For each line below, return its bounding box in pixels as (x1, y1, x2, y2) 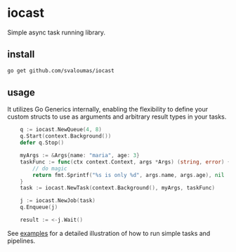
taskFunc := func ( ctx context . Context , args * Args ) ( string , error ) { (20, 158, 231, 166)
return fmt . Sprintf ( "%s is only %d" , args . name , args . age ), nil (32, 171, 225, 178)
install (7, 48, 35, 60)
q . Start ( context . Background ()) (20, 133, 112, 140)
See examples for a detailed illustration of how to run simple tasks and (7, 229, 211, 237)
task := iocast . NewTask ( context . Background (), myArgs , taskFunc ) (20, 185, 216, 192)
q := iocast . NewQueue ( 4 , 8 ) (20, 126, 102, 133)
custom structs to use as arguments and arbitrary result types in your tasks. (7, 112, 227, 121)
